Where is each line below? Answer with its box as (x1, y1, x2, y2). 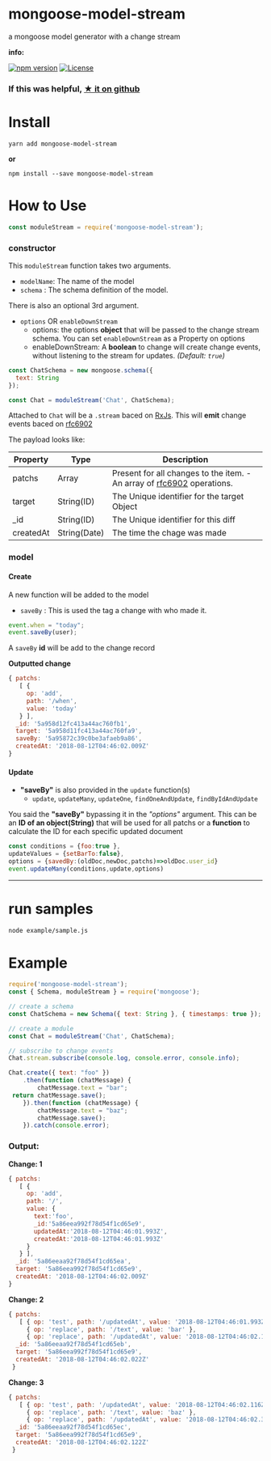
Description (162, 454, 209, 465)
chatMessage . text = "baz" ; (37, 1106, 128, 1115)
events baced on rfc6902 (8, 419, 93, 429)
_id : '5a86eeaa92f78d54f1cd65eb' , (15, 1340, 131, 1349)
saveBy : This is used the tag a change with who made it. (19, 605, 207, 615)
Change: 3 (8, 1377, 44, 1387)
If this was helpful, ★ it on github (8, 83, 140, 94)
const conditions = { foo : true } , (8, 842, 121, 850)
